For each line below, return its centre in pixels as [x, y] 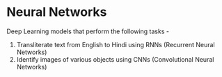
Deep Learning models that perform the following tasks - [88, 31]
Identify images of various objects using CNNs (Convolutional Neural [115, 59]
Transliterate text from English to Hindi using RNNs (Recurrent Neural [116, 44]
